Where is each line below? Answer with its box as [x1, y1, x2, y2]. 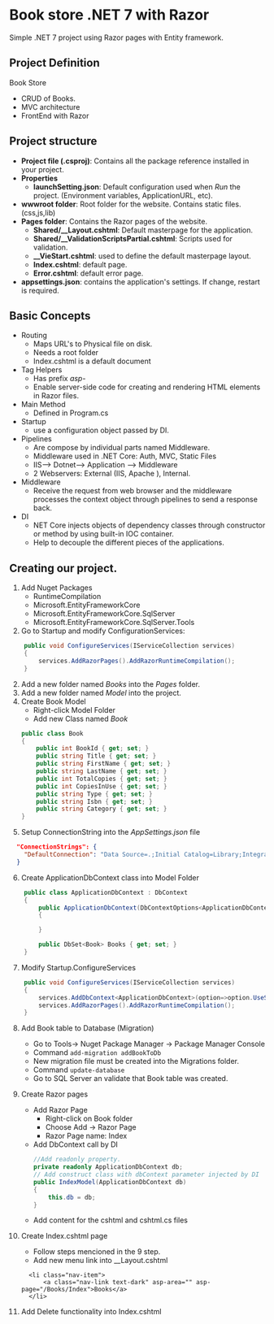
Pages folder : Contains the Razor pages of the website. [20, 216, 208, 226]
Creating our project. [9, 561, 118, 575]
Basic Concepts [9, 309, 91, 323]
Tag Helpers [20, 365, 63, 375]
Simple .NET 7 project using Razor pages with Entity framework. [9, 33, 224, 42]
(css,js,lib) [20, 207, 56, 217]
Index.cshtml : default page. [33, 259, 128, 269]
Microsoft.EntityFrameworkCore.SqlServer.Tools [33, 618, 195, 627]
